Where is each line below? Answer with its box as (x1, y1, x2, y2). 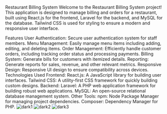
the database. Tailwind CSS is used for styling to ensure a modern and (5, 20, 150, 26)
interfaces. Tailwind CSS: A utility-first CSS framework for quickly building (5, 77, 157, 83)
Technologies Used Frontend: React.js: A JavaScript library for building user (5, 72, 161, 78)
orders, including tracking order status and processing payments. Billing (5, 51, 154, 57)
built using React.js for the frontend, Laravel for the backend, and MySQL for (5, 15, 163, 20)
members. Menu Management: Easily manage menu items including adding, (5, 40, 161, 46)
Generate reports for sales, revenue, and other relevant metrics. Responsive (5, 62, 161, 67)
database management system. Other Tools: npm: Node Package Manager (5, 93, 159, 99)
